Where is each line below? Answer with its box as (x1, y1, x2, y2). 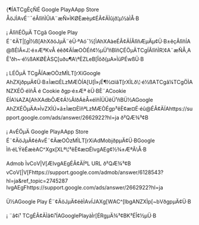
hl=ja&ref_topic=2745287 (6, 178, 68, 184)
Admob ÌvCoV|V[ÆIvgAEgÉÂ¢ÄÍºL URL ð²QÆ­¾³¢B (6, 160, 131, 167)
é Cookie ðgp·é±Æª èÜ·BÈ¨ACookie (37, 88, 127, 94)
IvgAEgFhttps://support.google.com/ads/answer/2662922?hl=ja (6, 184, 163, 191)
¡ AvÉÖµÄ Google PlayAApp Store (6, 128, 89, 135)
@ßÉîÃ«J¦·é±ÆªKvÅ (6, 47, 56, 53)
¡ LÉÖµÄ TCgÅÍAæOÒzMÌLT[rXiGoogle (6, 70, 101, 76)
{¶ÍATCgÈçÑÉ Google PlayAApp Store (6, 6, 99, 13)
